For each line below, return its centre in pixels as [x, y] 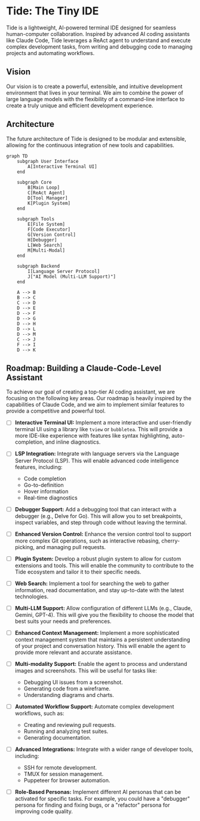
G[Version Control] [52, 235]
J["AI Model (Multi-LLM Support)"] [72, 277]
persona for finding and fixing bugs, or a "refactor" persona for [92, 805]
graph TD [17, 156]
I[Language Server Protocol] [64, 271]
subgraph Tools [36, 219]
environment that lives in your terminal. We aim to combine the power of [95, 93]
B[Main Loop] [44, 187]
